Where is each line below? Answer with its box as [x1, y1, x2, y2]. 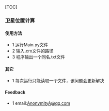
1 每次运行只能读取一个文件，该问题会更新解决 [12, 78, 105, 84]
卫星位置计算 [5, 17, 35, 24]
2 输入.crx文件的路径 [12, 48, 54, 54]
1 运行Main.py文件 [12, 42, 48, 48]
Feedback [5, 89, 26, 95]
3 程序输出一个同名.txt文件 [12, 54, 65, 60]
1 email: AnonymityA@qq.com [12, 100, 70, 106]
